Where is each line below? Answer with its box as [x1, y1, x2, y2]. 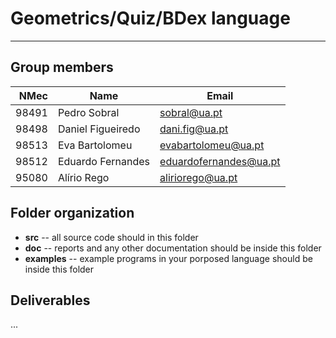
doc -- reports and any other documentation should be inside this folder [24, 242, 322, 254]
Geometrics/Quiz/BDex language [10, 7, 291, 30]
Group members [10, 59, 114, 76]
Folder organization [10, 205, 135, 222]
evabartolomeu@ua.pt [159, 138, 265, 152]
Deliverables [10, 292, 91, 309]
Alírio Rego [57, 170, 110, 184]
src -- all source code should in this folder [24, 231, 199, 243]
